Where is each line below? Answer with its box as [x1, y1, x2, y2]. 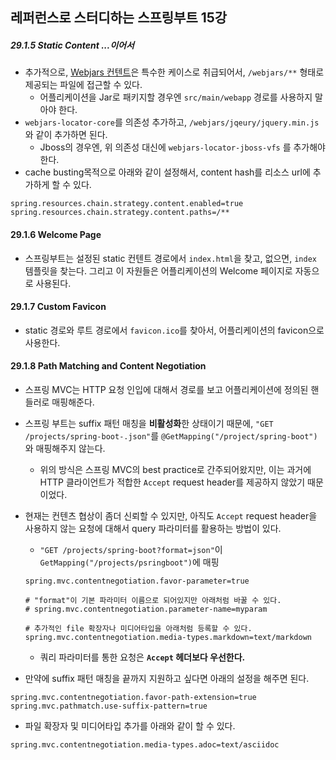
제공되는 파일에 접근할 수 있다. [24, 79, 143, 91]
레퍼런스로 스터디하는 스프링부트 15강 [10, 9, 228, 27]
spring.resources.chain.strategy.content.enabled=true [10, 199, 244, 209]
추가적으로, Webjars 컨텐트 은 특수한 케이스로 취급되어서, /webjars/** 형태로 [24, 66, 325, 78]
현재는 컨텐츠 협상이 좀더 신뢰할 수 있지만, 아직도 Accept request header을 [24, 509, 318, 522]
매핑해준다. [51, 396, 95, 408]
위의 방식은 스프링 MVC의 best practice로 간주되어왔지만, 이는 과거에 [39, 463, 312, 475]
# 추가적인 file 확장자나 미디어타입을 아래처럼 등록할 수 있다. [24, 623, 253, 633]
